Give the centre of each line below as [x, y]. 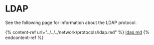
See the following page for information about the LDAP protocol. [71, 22]
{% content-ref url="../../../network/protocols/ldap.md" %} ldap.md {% [77, 32]
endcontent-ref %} [24, 37]
